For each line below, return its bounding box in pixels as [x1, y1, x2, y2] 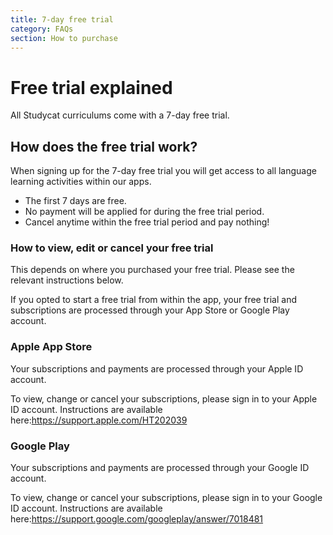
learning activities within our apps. [10, 176, 152, 188]
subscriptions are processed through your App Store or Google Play [10, 304, 290, 316]
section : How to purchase [10, 33, 118, 43]
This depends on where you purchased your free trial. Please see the [10, 264, 295, 276]
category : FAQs [10, 24, 74, 34]
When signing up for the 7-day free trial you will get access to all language [10, 165, 317, 177]
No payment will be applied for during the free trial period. [24, 206, 265, 218]
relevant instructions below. [10, 274, 124, 286]
